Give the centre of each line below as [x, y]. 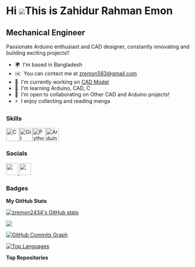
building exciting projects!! [38, 53]
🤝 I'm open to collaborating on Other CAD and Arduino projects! [92, 94]
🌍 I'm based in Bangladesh [48, 65]
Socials [17, 153]
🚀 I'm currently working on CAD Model [62, 82]
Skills [14, 118]
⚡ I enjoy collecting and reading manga [62, 101]
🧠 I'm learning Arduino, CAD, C [52, 88]
